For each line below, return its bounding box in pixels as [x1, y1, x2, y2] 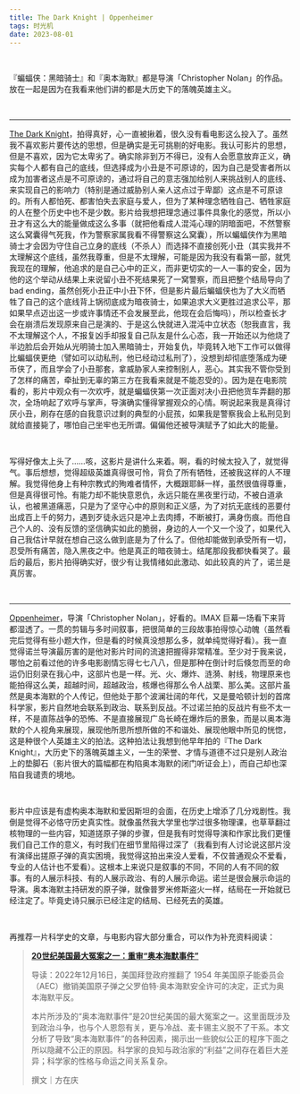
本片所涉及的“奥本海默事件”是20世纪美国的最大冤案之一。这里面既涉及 [30, 1011, 291, 1021]
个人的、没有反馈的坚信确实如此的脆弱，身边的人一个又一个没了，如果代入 [16, 523, 291, 534]
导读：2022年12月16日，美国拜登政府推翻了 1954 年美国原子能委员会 [30, 970, 285, 980]
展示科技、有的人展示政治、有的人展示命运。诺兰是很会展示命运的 [47, 873, 291, 884]
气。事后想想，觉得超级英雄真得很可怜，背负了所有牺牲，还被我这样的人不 [9, 467, 283, 478]
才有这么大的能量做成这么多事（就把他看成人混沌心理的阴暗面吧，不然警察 [16, 218, 291, 229]
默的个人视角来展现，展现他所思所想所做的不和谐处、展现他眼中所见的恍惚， [9, 724, 291, 735]
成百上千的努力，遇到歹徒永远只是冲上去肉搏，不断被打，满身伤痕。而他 [16, 512, 283, 523]
